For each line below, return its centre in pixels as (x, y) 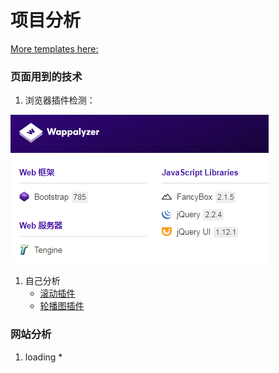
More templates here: (54, 48)
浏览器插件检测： (60, 100)
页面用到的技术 (46, 76)
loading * (43, 357)
